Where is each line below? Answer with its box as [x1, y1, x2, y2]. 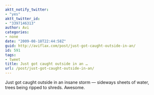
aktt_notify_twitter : [5, 7, 49, 12]
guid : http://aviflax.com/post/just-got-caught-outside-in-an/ [5, 43, 136, 48]
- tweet [5, 57, 21, 62]
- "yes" [5, 12, 21, 17]
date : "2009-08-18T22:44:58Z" [5, 39, 67, 44]
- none [5, 35, 18, 39]
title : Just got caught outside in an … [5, 61, 88, 66]
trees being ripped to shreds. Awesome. [5, 85, 85, 90]
